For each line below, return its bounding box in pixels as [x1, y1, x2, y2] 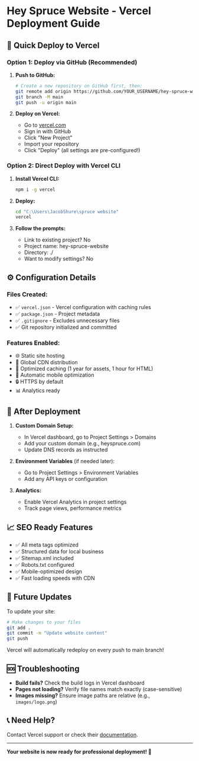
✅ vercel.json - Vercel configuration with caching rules [15, 303, 151, 310]
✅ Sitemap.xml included [15, 554, 74, 561]
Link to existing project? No [24, 236, 91, 243]
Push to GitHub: [15, 71, 56, 78]
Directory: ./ [24, 249, 54, 256]
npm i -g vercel [15, 187, 56, 192]
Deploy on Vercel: [15, 110, 60, 117]
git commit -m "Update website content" [6, 630, 108, 636]
